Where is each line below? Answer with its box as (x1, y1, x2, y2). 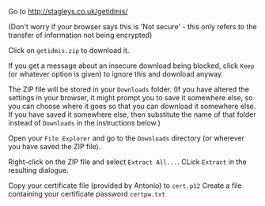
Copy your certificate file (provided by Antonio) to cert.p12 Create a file (8, 181, 243, 190)
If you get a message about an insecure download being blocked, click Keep (8, 61, 255, 70)
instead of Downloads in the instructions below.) (8, 118, 161, 127)
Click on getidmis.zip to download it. (8, 46, 130, 54)
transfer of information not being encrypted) (8, 31, 153, 39)
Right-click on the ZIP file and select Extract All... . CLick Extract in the (8, 157, 247, 167)
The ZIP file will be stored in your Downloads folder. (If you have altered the (8, 84, 249, 94)
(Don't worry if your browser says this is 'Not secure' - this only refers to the (8, 22, 257, 31)
